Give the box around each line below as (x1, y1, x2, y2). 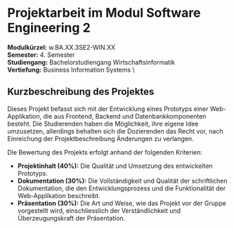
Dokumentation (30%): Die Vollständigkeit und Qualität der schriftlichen (17, 176, 228, 185)
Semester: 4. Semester (7, 51, 75, 59)
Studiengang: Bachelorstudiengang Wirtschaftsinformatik (7, 58, 176, 66)
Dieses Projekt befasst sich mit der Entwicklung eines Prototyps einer (7, 104, 209, 113)
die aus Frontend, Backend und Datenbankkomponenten (43, 112, 207, 120)
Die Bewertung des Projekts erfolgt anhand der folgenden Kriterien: (7, 148, 202, 156)
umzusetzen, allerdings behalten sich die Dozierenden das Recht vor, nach (7, 126, 223, 135)
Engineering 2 (7, 20, 91, 36)
